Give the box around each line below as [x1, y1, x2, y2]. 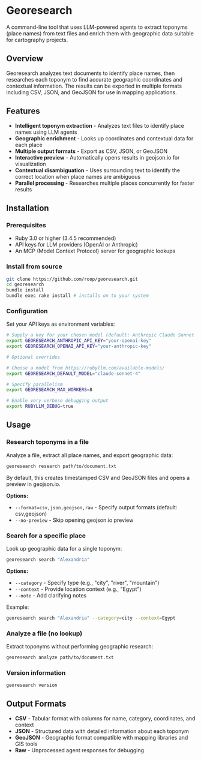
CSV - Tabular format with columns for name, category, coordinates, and [14, 714, 196, 722]
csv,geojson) [14, 510, 47, 517]
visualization [14, 160, 46, 167]
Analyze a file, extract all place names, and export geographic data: [6, 451, 173, 459]
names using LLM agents [14, 128, 77, 136]
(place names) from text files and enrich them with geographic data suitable [6, 29, 194, 37]
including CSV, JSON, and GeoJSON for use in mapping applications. [6, 88, 177, 96]
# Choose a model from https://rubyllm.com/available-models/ [6, 365, 165, 371]
